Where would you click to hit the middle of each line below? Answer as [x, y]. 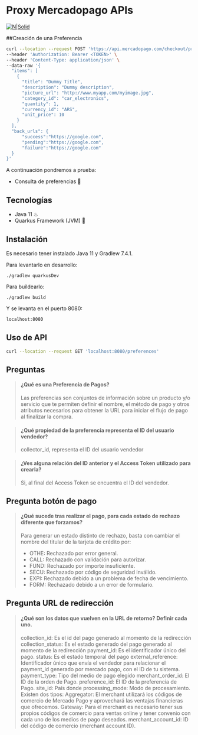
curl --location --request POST [46, 49]
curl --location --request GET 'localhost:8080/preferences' [83, 351]
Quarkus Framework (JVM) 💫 [50, 221]
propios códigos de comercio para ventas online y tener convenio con [105, 713]
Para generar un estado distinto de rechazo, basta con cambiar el [100, 536]
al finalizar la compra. [47, 417]
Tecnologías [29, 200]
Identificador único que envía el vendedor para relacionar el [93, 663]
